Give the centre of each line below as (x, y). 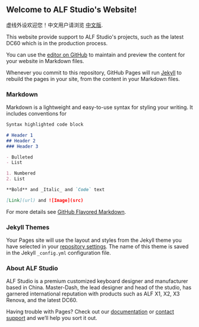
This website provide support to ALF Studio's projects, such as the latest (95, 37)
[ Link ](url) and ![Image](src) (45, 200)
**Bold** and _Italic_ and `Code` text (56, 190)
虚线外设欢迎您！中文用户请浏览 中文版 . (54, 25)
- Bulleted (20, 157)
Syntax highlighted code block (45, 124)
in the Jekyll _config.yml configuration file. (59, 253)
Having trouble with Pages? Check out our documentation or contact (90, 312)
